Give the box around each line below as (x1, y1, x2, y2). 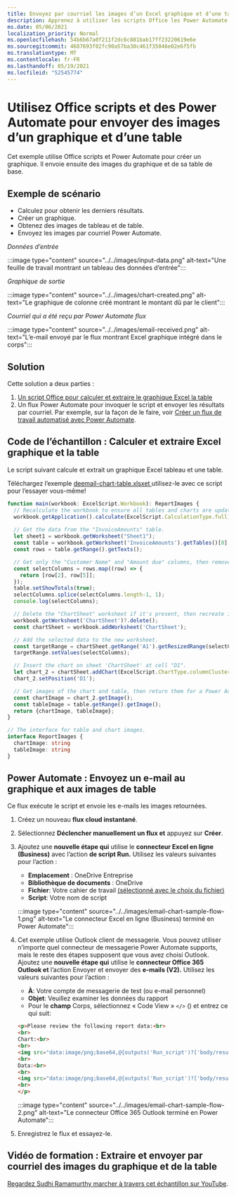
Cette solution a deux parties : (7, 380, 95, 388)
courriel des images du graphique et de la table (7, 1161, 218, 1173)
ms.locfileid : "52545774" (7, 69, 83, 76)
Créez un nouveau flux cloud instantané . (17, 815, 138, 824)
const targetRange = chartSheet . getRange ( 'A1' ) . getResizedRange (13, 642, 206, 650)
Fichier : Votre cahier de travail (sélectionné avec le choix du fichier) (27, 886, 225, 895)
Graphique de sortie (7, 277, 65, 285)
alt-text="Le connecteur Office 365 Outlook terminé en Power (39, 1109, 218, 1117)
